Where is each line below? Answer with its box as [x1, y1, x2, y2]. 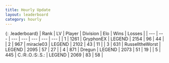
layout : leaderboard [5, 12, 49, 17]
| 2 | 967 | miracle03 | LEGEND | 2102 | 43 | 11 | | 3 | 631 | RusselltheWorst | [5, 41, 161, 47]
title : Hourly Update [5, 7, 51, 13]
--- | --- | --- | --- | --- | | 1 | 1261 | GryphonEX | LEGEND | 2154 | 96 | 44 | [11, 36, 164, 42]
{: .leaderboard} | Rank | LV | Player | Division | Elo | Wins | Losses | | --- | [5, 31, 158, 37]
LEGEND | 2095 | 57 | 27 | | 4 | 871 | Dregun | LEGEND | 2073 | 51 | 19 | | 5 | [5, 46, 161, 53]
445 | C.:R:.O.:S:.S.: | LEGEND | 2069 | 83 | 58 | [5, 52, 103, 58]
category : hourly [5, 17, 42, 22]
